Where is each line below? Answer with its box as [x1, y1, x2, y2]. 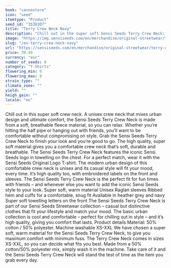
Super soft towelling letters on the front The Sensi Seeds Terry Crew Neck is [5, 198, 165, 204]
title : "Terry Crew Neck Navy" [5, 26, 72, 32]
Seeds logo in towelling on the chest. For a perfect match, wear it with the [5, 155, 160, 161]
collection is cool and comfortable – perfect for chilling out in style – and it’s [5, 214, 164, 220]
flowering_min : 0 [5, 69, 42, 74]
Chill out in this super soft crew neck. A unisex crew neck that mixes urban [5, 111, 162, 117]
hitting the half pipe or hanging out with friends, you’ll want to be [5, 128, 141, 134]
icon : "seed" [5, 12, 33, 17]
